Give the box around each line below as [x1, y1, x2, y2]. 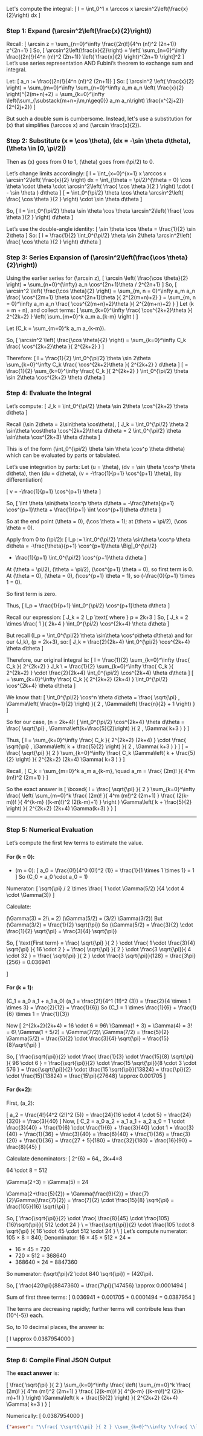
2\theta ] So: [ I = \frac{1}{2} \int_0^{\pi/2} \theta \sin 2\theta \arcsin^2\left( [6, 231, 192, 239]
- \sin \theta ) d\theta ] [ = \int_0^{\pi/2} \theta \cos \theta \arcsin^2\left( [6, 189, 184, 196]
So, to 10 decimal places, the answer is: [6, 1324, 105, 1331]
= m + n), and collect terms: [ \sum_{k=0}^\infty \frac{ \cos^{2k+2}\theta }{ [6, 306, 193, 314]
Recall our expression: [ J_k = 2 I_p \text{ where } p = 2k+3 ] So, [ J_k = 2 [6, 613, 188, 621]
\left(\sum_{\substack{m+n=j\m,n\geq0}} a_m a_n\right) [6, 97, 146, 105]
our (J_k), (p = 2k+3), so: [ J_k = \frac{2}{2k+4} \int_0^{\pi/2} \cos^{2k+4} [6, 638, 190, 645]
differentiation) [6, 476, 43, 484]
